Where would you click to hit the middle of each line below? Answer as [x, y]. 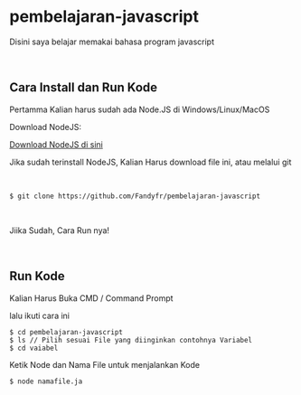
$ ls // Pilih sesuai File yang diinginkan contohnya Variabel [131, 340]
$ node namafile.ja [46, 381]
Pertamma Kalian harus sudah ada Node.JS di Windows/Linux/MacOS [140, 109]
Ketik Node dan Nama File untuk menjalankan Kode [105, 364]
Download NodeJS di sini [56, 144]
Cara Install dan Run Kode [84, 88]
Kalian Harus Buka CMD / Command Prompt [91, 298]
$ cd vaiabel [34, 348]
